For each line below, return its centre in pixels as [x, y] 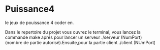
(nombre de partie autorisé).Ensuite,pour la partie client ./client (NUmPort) [80, 42]
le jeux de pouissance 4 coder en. [40, 23]
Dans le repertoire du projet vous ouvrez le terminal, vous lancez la [73, 32]
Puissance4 [30, 9]
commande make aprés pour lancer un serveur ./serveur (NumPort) [74, 37]
